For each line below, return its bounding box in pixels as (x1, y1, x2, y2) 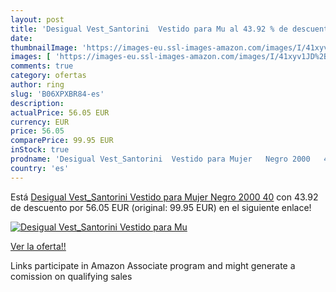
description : (10, 98, 65, 108)
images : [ (10, 52, 52, 62)
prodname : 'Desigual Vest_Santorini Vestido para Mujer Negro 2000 (10, 154, 311, 164)
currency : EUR (10, 117, 70, 127)
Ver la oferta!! (10, 240, 67, 252)
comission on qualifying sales (10, 270, 133, 282)
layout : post (10, 14, 65, 25)
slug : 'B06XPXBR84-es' (10, 89, 105, 99)
